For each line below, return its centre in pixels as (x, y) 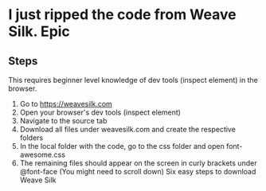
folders (31, 138)
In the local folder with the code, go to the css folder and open (122, 146)
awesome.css (43, 154)
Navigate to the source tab (63, 121)
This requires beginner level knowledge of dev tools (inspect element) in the (133, 80)
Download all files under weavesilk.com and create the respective (128, 129)
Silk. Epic (39, 31)
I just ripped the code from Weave (122, 15)
